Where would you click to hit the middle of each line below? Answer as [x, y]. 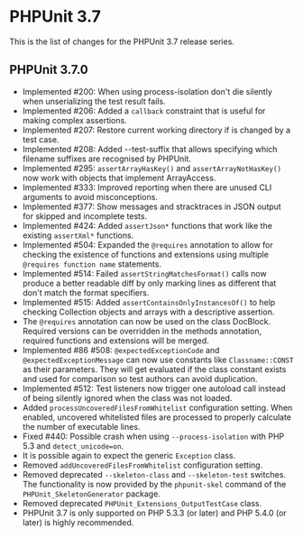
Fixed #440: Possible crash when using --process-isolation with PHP [153, 436]
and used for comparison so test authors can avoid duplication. [140, 378]
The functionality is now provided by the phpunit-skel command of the [154, 484]
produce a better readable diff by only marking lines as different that [149, 283]
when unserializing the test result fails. [94, 101]
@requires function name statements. [92, 264]
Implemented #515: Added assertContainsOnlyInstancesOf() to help [149, 302]
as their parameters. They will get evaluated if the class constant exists [154, 369]
